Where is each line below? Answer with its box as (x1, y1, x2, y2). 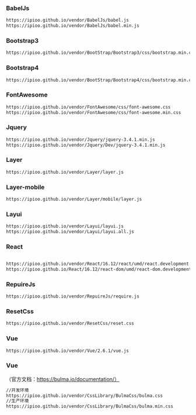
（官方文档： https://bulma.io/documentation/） (6, 375, 120, 382)
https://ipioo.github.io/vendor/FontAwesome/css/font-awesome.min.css (6, 109, 181, 115)
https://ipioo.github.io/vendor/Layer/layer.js (6, 169, 124, 175)
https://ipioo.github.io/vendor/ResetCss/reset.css (6, 320, 134, 327)
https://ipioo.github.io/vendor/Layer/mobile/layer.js (6, 196, 142, 202)
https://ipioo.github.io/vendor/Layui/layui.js (6, 223, 124, 229)
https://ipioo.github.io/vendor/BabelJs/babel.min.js (6, 23, 140, 29)
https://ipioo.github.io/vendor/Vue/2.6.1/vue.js (6, 348, 129, 354)
